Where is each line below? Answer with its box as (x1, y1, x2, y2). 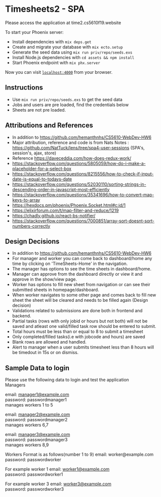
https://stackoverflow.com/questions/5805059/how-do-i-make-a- (12, 160, 146, 166)
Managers (5, 382, 26, 388)
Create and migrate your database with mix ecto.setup (12, 44, 123, 50)
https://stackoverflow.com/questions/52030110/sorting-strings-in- (12, 181, 146, 187)
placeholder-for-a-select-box (12, 166, 72, 172)
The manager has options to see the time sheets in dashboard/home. (12, 266, 152, 272)
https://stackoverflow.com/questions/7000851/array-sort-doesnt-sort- (12, 218, 155, 224)
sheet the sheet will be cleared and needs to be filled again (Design (12, 297, 148, 303)
